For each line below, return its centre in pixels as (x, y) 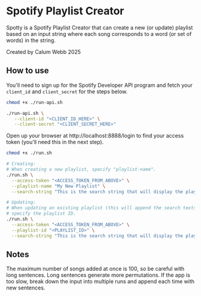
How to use (28, 71)
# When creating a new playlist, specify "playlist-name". (81, 169)
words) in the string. (31, 40)
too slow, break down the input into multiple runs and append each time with (100, 282)
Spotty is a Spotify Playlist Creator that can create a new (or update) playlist (100, 28)
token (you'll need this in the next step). (55, 142)
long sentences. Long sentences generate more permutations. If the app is (98, 275)
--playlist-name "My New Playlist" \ (59, 186)
